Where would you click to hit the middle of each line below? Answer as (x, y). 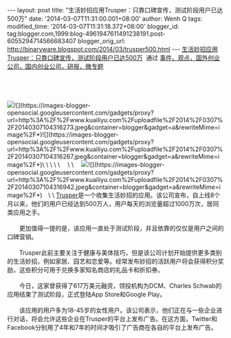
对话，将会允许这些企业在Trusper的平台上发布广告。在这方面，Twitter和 (115, 319)
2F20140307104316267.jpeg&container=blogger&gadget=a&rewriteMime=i (113, 156)
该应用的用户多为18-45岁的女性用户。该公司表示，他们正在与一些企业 (118, 310)
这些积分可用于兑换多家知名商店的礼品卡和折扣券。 (91, 270)
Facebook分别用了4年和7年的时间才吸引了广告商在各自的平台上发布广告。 (112, 327)
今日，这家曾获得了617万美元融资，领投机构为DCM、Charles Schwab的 (120, 286)
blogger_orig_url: (102, 41)
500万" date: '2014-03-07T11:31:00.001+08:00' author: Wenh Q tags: (105, 19)
